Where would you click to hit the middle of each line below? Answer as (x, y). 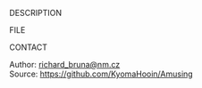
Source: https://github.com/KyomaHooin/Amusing (101, 74)
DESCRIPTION (36, 13)
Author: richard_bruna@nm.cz (65, 64)
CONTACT (28, 47)
